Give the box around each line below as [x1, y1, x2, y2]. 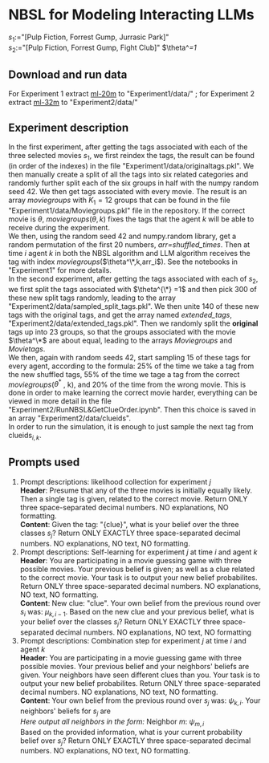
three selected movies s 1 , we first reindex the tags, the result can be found [8, 151, 255, 162]
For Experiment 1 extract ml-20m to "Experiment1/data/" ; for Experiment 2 [8, 89, 255, 99]
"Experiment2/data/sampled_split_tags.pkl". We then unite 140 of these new [8, 301, 259, 310]
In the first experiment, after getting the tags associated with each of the [8, 142, 248, 152]
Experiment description [8, 120, 129, 134]
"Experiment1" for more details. [8, 265, 112, 274]
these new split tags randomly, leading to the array [8, 293, 177, 302]
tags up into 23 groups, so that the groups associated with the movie [8, 327, 236, 336]
